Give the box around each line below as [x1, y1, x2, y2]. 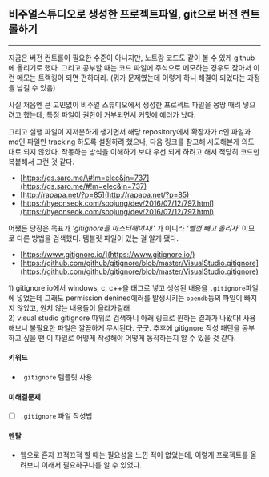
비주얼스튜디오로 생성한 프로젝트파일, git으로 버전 [8, 7, 239, 22]
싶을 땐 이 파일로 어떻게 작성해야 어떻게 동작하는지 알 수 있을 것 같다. [22, 333, 236, 343]
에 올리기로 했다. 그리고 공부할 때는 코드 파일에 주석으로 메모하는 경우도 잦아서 [8, 62, 252, 72]
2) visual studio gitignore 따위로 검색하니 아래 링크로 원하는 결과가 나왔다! [8, 313, 242, 323]
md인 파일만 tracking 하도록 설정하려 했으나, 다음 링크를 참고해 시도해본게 [8, 137, 240, 146]
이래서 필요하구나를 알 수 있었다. [41, 460, 143, 470]
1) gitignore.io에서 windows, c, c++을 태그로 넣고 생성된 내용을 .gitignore [8, 283, 246, 292]
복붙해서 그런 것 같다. [8, 157, 74, 166]
